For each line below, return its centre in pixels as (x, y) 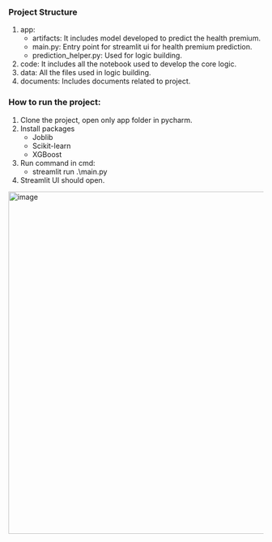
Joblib (42, 137)
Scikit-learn (51, 146)
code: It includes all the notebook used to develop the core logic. (128, 64)
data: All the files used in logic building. (85, 73)
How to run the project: (55, 102)
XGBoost (47, 154)
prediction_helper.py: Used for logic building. (107, 56)
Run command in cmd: (57, 163)
